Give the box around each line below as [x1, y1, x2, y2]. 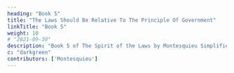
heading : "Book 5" [7, 10, 61, 17]
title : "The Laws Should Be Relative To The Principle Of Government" [7, 17, 217, 24]
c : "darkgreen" [7, 49, 52, 56]
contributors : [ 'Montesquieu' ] [7, 56, 98, 63]
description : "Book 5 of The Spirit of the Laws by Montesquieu [7, 42, 198, 49]
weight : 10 [7, 29, 39, 37]
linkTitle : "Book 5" [7, 23, 68, 30]
